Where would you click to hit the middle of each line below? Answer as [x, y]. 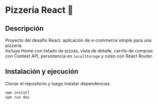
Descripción [24, 28]
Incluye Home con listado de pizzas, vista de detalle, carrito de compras [79, 51]
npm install [17, 93]
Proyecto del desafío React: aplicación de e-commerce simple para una [78, 40]
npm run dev [17, 97]
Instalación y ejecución [42, 72]
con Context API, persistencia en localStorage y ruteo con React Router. [79, 56]
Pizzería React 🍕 [39, 10]
